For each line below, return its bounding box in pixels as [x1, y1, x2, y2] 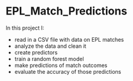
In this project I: [5, 24, 45, 31]
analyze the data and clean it [14, 42, 86, 50]
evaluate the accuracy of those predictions [14, 68, 122, 75]
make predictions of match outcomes [14, 62, 108, 69]
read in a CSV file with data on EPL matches [14, 36, 125, 43]
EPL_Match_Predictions [5, 4, 128, 18]
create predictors [14, 48, 58, 56]
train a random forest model [14, 55, 84, 62]
